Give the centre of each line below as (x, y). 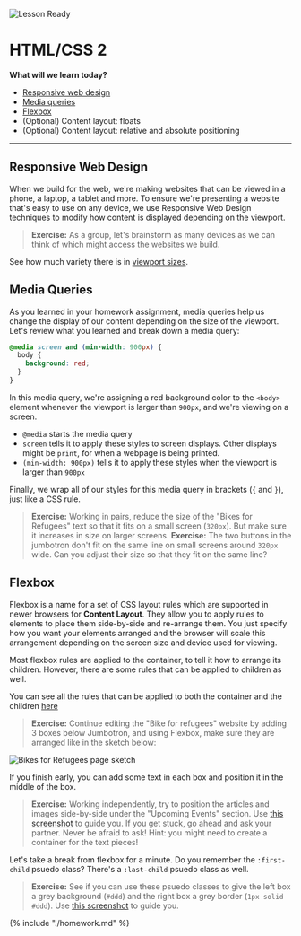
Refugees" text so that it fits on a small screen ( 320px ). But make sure (159, 526)
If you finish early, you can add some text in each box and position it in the (146, 777)
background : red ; (58, 363)
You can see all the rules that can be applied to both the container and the (146, 696)
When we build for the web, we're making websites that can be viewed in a (147, 188)
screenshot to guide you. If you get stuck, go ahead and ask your (151, 823)
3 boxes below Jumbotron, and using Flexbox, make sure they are (153, 732)
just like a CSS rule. (45, 499)
